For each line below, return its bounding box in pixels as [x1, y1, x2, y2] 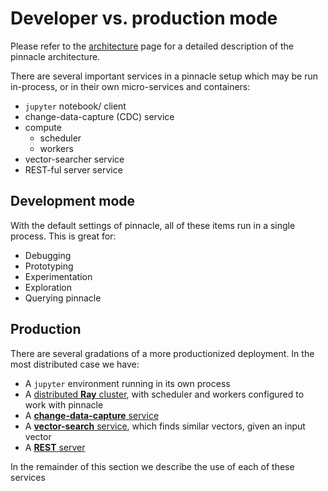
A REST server [24, 441, 86, 453]
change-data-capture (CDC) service [24, 110, 175, 122]
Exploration [24, 281, 72, 293]
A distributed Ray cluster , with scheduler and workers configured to [24, 388, 305, 400]
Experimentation [24, 270, 93, 282]
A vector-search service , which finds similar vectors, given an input [24, 420, 306, 432]
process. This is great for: [10, 230, 117, 242]
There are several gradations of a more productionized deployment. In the [10, 347, 315, 359]
